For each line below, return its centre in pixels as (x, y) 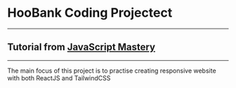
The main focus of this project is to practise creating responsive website (112, 71)
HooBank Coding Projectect (90, 13)
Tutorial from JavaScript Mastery (81, 47)
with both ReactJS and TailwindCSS (59, 78)
